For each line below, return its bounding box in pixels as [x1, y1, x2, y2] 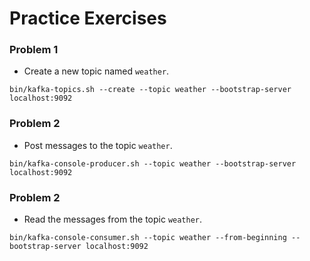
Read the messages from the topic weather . [23, 213, 203, 226]
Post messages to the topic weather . [23, 139, 173, 151]
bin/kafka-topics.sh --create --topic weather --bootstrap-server [9, 85, 292, 95]
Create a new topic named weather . [23, 65, 170, 77]
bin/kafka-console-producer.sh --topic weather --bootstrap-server [9, 158, 297, 169]
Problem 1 [9, 43, 59, 57]
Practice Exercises [9, 7, 167, 30]
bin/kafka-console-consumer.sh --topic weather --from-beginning [9, 233, 287, 243]
